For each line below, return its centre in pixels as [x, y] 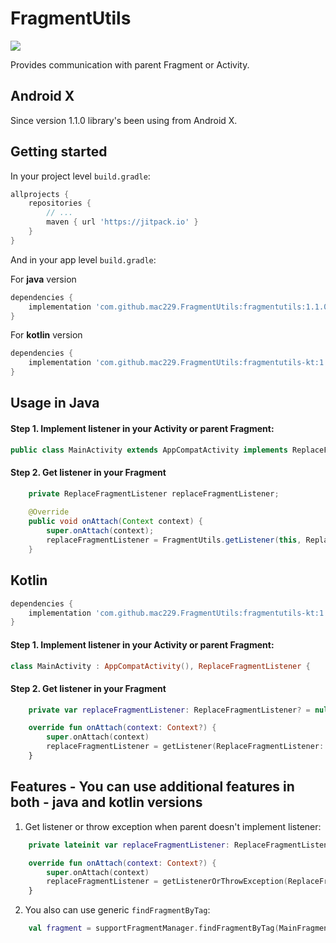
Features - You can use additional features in [152, 787]
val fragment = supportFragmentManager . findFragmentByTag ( [154, 928]
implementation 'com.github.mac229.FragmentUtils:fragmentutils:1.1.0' [180, 307]
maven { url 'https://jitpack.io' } [122, 222]
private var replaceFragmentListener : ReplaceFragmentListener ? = [169, 710]
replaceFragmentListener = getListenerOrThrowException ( [167, 882]
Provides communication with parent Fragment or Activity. [130, 64]
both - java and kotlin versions [106, 802]
